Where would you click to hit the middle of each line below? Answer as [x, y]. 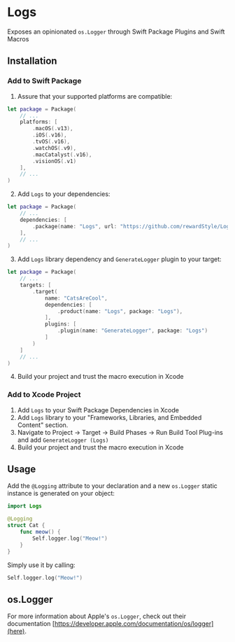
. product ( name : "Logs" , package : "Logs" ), [120, 311]
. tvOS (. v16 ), [51, 141]
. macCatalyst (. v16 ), [62, 155]
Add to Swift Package [44, 81]
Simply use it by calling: [41, 565]
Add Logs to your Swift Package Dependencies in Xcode [98, 410]
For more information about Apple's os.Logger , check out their [97, 616]
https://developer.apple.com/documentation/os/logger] [134, 624]
